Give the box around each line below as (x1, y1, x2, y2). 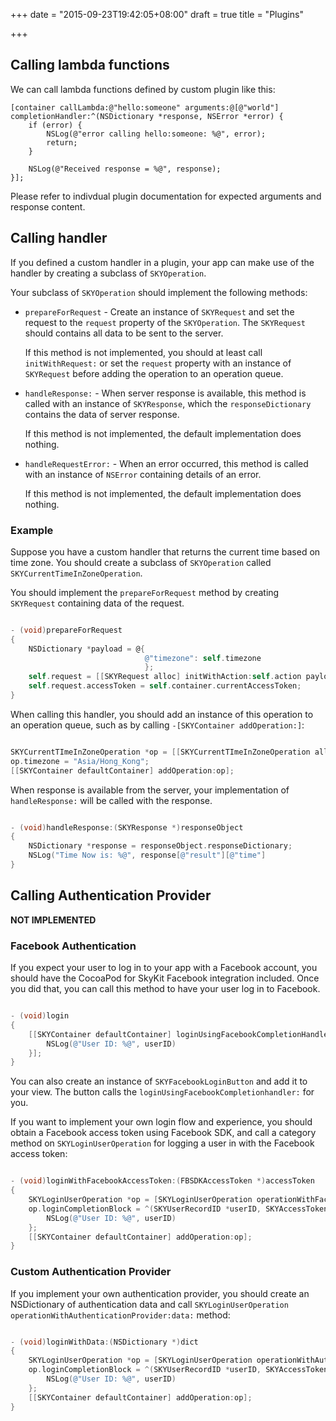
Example (10, 523, 54, 537)
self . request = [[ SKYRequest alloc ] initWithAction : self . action (28, 672, 302, 682)
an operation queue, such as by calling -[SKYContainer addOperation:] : (10, 719, 305, 731)
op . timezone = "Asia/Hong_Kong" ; (10, 756, 150, 766)
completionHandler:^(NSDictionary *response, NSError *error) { (10, 111, 284, 121)
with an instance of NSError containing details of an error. (24, 468, 262, 480)
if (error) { (28, 120, 83, 130)
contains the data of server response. (24, 408, 180, 420)
